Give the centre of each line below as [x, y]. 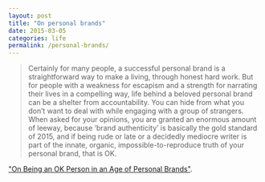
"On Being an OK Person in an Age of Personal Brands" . [100, 169]
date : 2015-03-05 [37, 30]
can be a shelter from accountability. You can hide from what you [136, 103]
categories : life [37, 38]
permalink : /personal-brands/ [59, 46]
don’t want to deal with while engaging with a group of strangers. [136, 111]
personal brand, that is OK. [72, 154]
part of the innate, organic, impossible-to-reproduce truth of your [136, 145]
